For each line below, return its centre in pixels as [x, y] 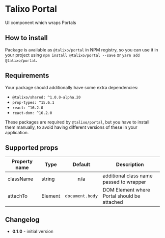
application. [17, 132]
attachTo [18, 196]
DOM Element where [126, 190]
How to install [27, 38]
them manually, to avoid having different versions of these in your [71, 127]
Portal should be [122, 196]
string [48, 179]
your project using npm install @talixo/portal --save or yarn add [72, 55]
